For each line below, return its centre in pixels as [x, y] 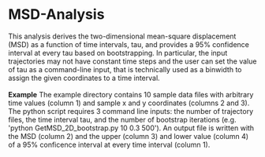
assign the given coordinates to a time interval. [84, 78]
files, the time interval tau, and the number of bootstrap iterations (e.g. [122, 119]
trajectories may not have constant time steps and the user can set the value [132, 61]
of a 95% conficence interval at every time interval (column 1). [109, 144]
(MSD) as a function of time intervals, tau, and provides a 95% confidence [129, 44]
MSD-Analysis [56, 15]
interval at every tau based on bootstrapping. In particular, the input [118, 53]
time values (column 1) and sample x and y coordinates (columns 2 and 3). [129, 103]
